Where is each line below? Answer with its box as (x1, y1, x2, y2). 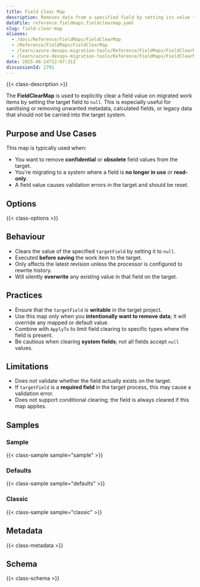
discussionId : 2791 (6, 64, 55, 70)
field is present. (14, 331, 54, 339)
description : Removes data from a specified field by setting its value (6, 14, 190, 20)
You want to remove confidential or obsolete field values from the (14, 156, 178, 163)
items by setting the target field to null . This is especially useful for (6, 99, 171, 106)
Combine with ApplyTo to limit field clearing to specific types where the (14, 325, 189, 332)
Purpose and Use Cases (6, 128, 97, 139)
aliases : (6, 31, 28, 37)
